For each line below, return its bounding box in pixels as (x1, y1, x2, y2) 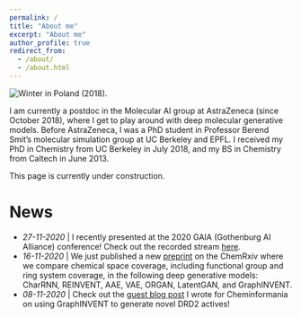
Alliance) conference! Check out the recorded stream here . (22, 241, 241, 252)
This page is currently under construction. (9, 170, 165, 181)
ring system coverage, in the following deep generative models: (22, 269, 259, 280)
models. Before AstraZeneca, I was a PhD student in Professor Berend (9, 124, 270, 135)
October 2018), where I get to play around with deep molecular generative (9, 114, 283, 126)
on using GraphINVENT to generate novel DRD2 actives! (22, 298, 231, 309)
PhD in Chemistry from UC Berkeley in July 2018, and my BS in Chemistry (9, 143, 281, 154)
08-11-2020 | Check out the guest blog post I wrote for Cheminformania (22, 288, 288, 299)
